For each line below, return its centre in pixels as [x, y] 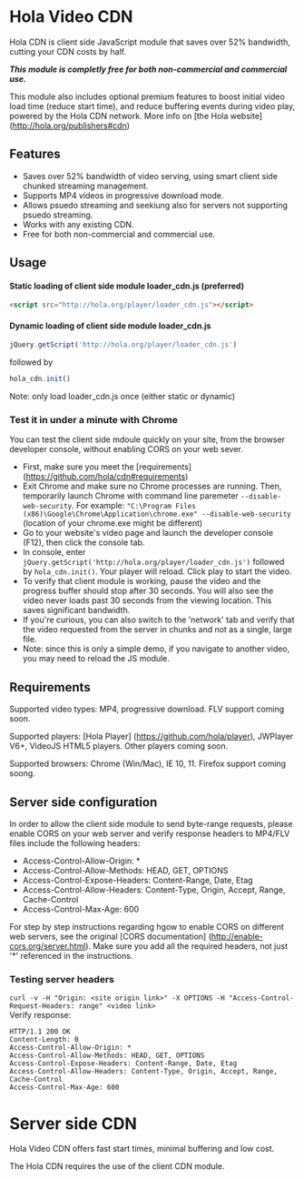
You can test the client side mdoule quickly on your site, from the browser [147, 439]
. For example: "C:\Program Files [134, 506]
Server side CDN [74, 1123]
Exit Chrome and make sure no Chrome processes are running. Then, [152, 486]
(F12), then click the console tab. [83, 542]
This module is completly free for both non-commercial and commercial [148, 69]
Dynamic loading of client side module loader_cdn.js [110, 326]
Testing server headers [62, 980]
